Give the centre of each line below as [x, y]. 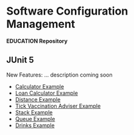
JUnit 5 [20, 60]
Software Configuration [67, 11]
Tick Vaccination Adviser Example [58, 106]
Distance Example [38, 99]
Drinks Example [35, 125]
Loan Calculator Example [46, 93]
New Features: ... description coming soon [59, 75]
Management [41, 24]
